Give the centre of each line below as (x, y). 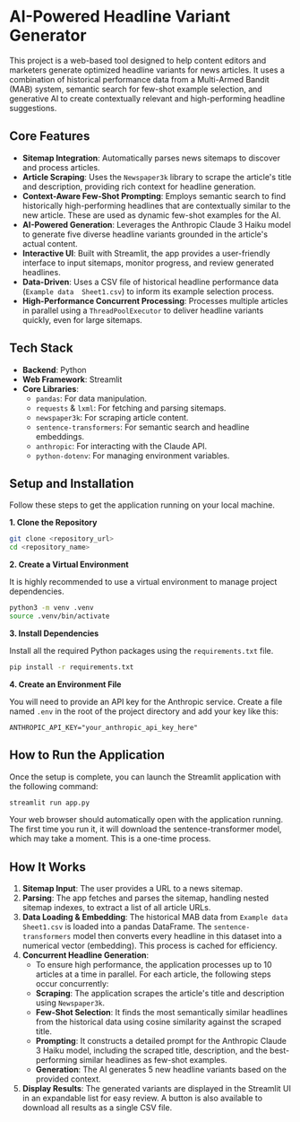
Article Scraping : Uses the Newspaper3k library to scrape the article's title (157, 177)
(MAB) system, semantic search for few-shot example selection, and (136, 89)
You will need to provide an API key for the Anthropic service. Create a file (146, 701)
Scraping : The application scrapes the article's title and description (160, 994)
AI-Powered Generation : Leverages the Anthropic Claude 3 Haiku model (156, 224)
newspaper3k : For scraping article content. (112, 417)
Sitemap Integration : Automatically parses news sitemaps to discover (151, 158)
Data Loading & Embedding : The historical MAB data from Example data (155, 918)
